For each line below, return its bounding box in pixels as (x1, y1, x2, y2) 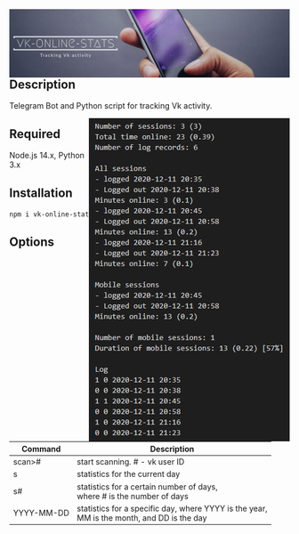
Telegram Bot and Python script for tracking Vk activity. (9, 101, 213, 111)
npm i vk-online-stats (9, 210, 93, 219)
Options (9, 235, 55, 250)
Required (9, 126, 61, 142)
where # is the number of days (77, 490, 189, 501)
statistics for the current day (77, 469, 181, 480)
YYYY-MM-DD (12, 507, 69, 519)
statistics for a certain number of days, (77, 481, 218, 492)
